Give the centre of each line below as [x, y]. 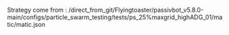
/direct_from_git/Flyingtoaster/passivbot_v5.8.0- [136, 10]
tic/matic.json [26, 24]
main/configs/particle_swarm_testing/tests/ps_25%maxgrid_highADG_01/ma [115, 17]
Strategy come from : [37, 10]
